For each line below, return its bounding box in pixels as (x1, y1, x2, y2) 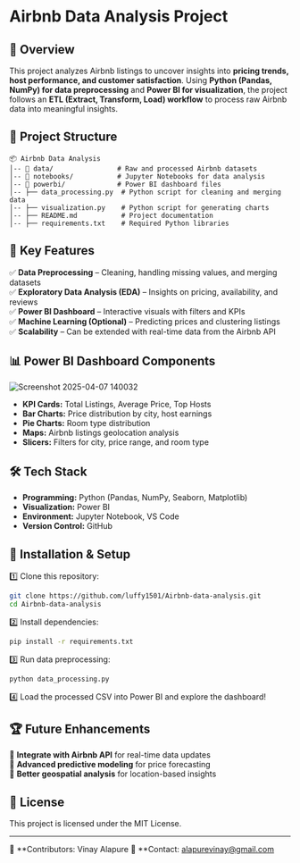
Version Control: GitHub (21, 521, 113, 532)
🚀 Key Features (9, 243, 96, 258)
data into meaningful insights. (9, 104, 119, 113)
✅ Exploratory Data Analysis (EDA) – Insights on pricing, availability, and (9, 286, 279, 297)
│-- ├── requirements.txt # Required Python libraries (9, 219, 229, 228)
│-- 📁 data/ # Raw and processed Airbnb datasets (9, 163, 257, 173)
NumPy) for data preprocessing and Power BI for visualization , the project (9, 85, 287, 95)
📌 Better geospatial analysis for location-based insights (9, 768, 217, 779)
